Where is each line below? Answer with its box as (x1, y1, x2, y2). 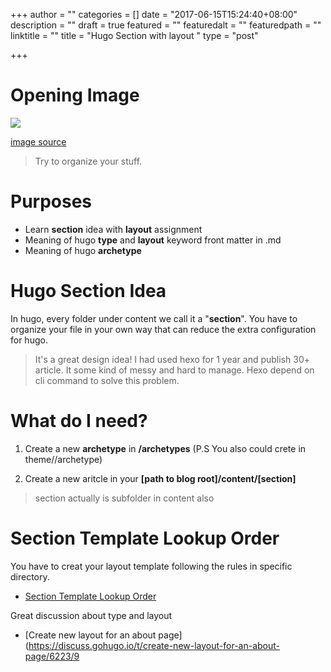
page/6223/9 (24, 650, 80, 662)
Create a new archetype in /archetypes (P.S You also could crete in (24, 442, 307, 454)
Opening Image (10, 84, 140, 107)
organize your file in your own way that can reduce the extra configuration (10, 323, 317, 335)
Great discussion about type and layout (10, 609, 173, 621)
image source (10, 135, 67, 148)
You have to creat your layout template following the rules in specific (10, 560, 293, 572)
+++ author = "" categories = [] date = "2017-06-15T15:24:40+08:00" (10, 9, 298, 20)
